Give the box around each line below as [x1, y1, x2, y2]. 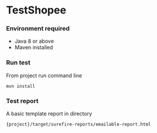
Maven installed [14, 44, 54, 51]
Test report [6, 97, 39, 105]
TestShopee [6, 4, 66, 17]
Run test [6, 59, 31, 67]
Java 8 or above [14, 37, 54, 45]
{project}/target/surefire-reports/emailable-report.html [6, 121, 151, 128]
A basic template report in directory [6, 110, 92, 117]
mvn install [6, 83, 35, 89]
